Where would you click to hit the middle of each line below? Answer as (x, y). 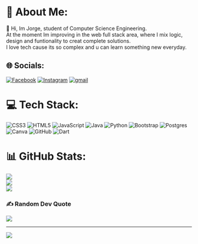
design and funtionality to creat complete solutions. (68, 41)
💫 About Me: (37, 12)
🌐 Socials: (25, 66)
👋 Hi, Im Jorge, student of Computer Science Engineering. (77, 28)
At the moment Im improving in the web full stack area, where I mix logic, (95, 34)
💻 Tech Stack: (42, 105)
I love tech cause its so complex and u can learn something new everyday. (96, 47)
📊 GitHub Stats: (46, 156)
